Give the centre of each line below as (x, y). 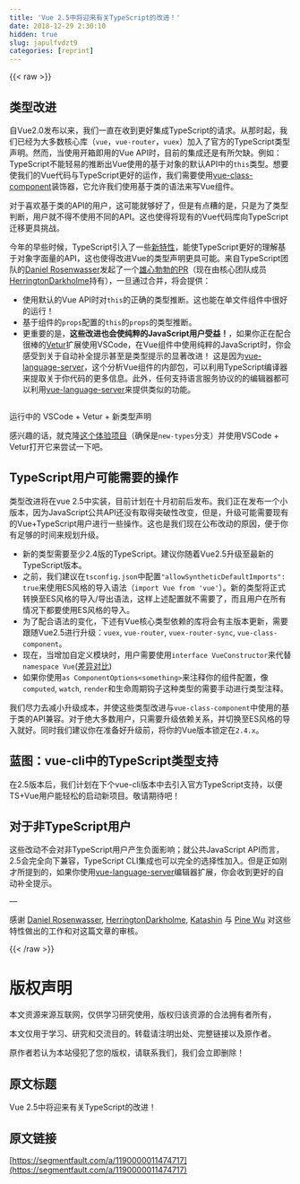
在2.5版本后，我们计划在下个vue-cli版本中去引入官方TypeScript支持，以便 (146, 784)
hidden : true (34, 34)
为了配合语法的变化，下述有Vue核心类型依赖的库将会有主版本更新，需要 (155, 621)
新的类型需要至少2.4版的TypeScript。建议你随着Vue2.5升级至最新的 (148, 554)
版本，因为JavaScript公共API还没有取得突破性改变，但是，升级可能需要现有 (149, 512)
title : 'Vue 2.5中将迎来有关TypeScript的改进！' (95, 18)
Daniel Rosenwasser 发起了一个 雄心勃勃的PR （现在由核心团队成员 (146, 269)
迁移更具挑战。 (37, 228)
